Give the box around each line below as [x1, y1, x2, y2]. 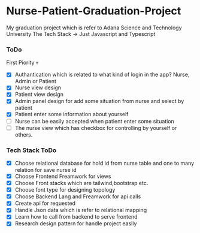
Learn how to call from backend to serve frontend [14, 213, 138, 220]
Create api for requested [14, 199, 76, 207]
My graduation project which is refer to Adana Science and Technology [6, 24, 182, 31]
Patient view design [14, 91, 64, 98]
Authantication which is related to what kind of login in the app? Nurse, [14, 71, 190, 78]
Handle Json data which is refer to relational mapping [14, 207, 147, 214]
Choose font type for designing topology [14, 186, 116, 193]
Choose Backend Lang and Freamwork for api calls [14, 193, 141, 200]
